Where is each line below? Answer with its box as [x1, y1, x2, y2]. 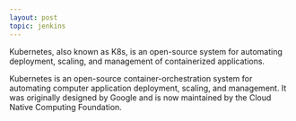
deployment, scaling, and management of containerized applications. [9, 56, 266, 66]
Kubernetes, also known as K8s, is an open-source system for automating [9, 46, 283, 56]
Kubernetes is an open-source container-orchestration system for [9, 73, 253, 83]
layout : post [9, 13, 58, 22]
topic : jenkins [9, 22, 66, 30]
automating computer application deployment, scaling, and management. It [9, 82, 287, 93]
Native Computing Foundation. [9, 101, 123, 112]
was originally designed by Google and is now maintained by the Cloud [9, 91, 272, 103]
